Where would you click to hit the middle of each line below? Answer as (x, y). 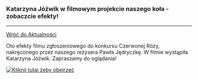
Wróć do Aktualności (32, 35)
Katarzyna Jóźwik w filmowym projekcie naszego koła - (88, 9)
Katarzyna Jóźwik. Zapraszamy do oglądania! (61, 58)
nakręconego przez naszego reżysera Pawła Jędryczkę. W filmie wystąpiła (97, 52)
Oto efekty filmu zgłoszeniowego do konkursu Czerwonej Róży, (83, 46)
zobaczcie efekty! (32, 16)
